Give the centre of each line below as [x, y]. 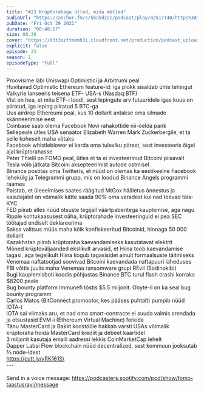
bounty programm [29, 294]
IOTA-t [15, 307]
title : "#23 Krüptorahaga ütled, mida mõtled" [66, 12]
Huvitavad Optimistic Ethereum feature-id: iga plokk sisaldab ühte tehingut [99, 86]
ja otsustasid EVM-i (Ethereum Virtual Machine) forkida [75, 320]
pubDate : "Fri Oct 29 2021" [42, 23]
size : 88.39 [21, 35]
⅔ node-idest [23, 352]
